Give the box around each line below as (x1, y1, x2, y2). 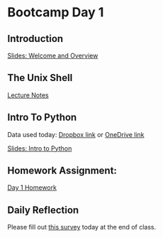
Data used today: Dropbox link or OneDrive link (7, 130, 145, 139)
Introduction (7, 33, 64, 45)
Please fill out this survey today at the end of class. (7, 223, 157, 232)
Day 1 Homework (7, 183, 57, 192)
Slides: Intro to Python (7, 144, 72, 153)
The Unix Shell (7, 72, 73, 84)
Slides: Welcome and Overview (7, 51, 99, 60)
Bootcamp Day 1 (7, 4, 104, 21)
